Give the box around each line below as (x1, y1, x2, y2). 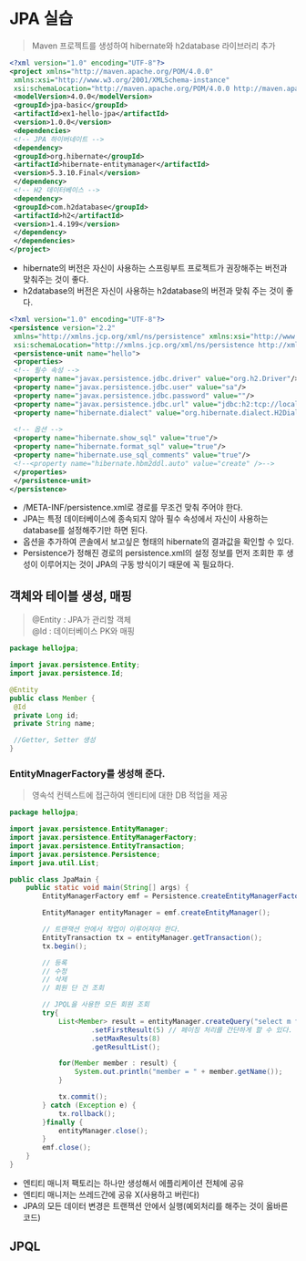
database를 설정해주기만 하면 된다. (22, 525, 148, 536)
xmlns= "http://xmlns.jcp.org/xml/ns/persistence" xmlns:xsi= (13, 332, 250, 341)
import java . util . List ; (9, 858, 100, 867)
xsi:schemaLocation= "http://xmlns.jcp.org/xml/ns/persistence (13, 340, 255, 349)
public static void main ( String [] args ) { (25, 884, 189, 893)
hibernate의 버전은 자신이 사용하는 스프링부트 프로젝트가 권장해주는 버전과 (22, 263, 288, 274)
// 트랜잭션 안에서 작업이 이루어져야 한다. (42, 925, 181, 935)
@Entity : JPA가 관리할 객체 (31, 615, 132, 625)
